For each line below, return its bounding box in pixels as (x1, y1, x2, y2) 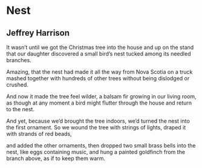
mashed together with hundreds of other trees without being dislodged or (6, 75, 190, 82)
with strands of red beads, (6, 131, 72, 137)
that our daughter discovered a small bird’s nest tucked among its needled (6, 50, 191, 57)
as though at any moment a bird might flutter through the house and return (6, 99, 192, 106)
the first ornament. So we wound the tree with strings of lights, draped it (6, 124, 186, 131)
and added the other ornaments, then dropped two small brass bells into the (6, 142, 196, 149)
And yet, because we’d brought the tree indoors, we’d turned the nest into (6, 117, 191, 124)
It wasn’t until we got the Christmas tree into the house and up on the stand (6, 44, 194, 51)
